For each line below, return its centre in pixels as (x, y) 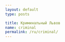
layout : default (22, 10)
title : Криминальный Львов (33, 23)
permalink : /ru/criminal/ (32, 32)
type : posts (17, 14)
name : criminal (21, 27)
